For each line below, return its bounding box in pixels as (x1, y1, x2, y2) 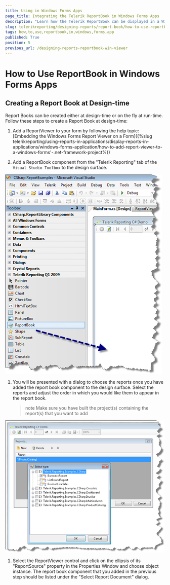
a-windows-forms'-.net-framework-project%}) (12, 149, 110, 155)
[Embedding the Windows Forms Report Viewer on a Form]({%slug (12, 133, 153, 139)
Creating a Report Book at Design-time (5, 99, 130, 107)
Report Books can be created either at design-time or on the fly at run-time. (5, 112, 163, 119)
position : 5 (5, 41, 30, 46)
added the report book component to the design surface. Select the (12, 384, 154, 390)
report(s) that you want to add (25, 410, 88, 416)
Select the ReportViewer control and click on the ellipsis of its (12, 558, 141, 564)
